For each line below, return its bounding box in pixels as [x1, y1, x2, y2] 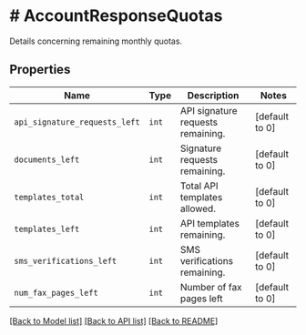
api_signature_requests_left [14, 117, 140, 127]
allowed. [179, 202, 217, 215]
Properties [9, 62, 71, 77]
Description [187, 88, 240, 101]
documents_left [14, 154, 80, 165]
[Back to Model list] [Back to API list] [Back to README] [9, 315, 219, 326]
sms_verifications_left [14, 256, 117, 266]
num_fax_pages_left [14, 288, 98, 298]
